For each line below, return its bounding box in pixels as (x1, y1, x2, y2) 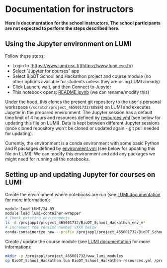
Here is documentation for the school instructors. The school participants (5, 20, 161, 26)
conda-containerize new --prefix (5, 229, 75, 235)
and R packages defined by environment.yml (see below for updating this (5, 145, 156, 151)
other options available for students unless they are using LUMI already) (12, 78, 160, 84)
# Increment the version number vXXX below (5, 225, 97, 230)
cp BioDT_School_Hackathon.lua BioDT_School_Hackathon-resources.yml (5, 258, 153, 263)
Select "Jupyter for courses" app (12, 68, 80, 74)
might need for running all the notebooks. (5, 156, 90, 162)
